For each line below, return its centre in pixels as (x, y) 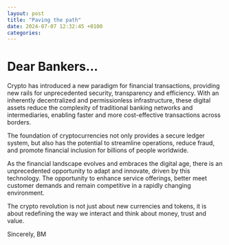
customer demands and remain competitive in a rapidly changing (99, 186)
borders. (19, 122)
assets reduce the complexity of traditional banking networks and (100, 108)
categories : (24, 33)
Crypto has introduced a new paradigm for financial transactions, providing (113, 86)
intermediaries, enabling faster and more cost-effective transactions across (114, 115)
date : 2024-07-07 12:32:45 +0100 (55, 26)
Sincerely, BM (27, 234)
